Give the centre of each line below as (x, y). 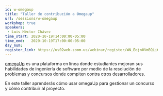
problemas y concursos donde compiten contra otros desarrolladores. (75, 74)
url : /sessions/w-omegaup (31, 18)
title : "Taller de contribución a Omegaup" (50, 14)
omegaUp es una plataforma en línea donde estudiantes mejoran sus (74, 64)
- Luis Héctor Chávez (29, 32)
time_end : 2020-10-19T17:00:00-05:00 (45, 41)
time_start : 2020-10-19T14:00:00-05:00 (45, 37)
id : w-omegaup (19, 9)
